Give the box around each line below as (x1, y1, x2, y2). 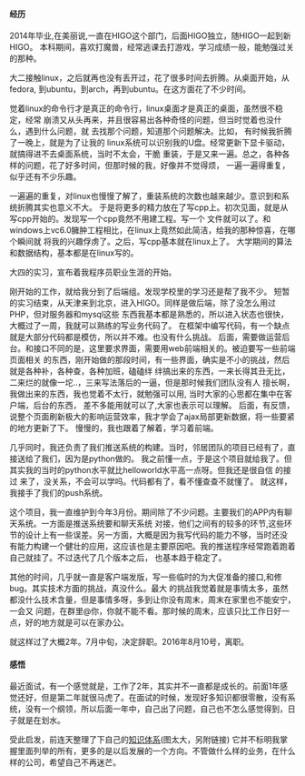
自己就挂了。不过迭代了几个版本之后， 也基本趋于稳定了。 (9, 552, 227, 563)
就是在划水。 (16, 715, 65, 726)
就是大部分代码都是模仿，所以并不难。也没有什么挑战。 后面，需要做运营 (9, 332, 282, 343)
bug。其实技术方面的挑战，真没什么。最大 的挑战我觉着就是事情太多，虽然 (9, 583, 289, 594)
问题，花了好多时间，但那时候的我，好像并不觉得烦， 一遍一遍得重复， (25, 160, 290, 171)
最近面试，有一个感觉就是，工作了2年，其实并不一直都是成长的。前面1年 (9, 680, 280, 691)
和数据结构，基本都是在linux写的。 (9, 247, 139, 258)
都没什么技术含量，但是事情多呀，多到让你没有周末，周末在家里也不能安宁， (9, 594, 296, 605)
